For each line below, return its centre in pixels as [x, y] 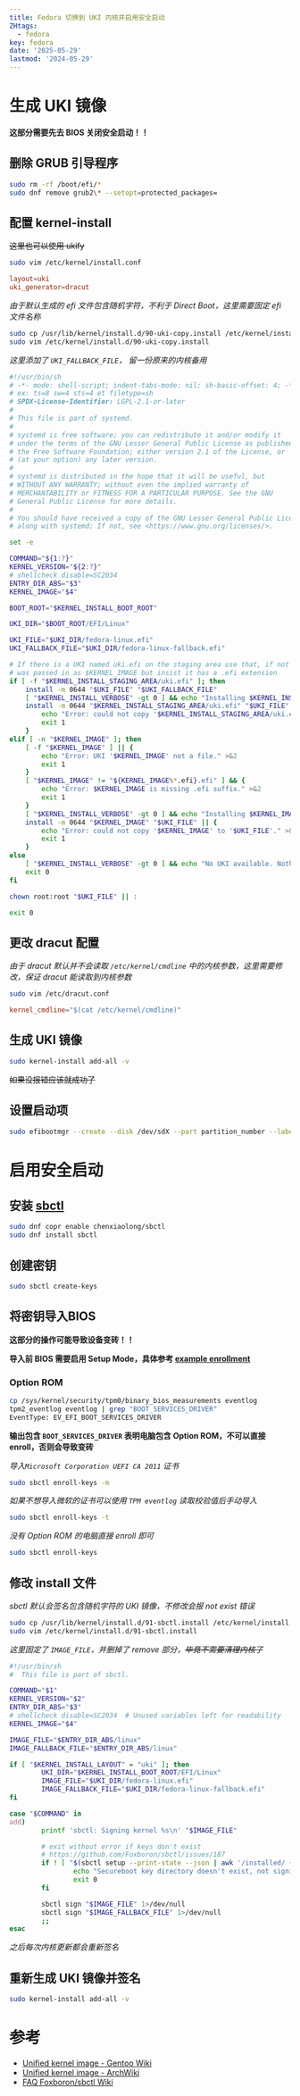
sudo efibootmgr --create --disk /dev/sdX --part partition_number [137, 1132]
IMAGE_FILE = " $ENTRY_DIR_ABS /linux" [75, 1740]
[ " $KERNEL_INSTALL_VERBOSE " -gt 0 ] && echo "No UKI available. [150, 864]
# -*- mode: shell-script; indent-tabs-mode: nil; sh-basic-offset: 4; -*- [153, 385]
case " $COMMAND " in [46, 1814]
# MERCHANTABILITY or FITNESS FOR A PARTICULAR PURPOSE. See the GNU [142, 493]
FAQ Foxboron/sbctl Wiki [67, 2082]
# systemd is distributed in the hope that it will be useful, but [137, 477]
